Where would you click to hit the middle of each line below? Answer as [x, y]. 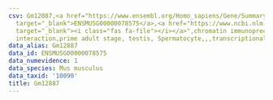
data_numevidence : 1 [43, 61]
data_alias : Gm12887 [43, 46]
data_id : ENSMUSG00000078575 [58, 53]
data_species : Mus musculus [56, 69]
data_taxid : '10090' [43, 76]
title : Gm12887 [34, 83]
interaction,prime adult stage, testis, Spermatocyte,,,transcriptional [141, 38]
